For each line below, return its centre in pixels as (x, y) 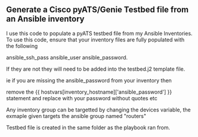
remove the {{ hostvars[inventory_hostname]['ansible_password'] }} (89, 92)
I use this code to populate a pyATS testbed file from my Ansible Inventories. (99, 33)
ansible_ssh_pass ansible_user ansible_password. (67, 57)
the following (22, 46)
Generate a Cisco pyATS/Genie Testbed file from (98, 10)
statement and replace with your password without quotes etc (82, 98)
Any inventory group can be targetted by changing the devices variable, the (98, 110)
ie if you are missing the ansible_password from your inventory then (89, 80)
